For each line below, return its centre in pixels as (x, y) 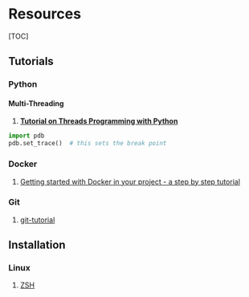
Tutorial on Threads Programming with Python (99, 121)
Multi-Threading (36, 103)
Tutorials (31, 61)
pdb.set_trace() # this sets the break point (88, 144)
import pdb (27, 136)
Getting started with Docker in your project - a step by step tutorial (130, 181)
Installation (37, 245)
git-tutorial (37, 220)
